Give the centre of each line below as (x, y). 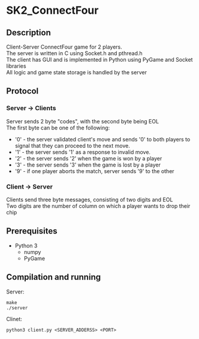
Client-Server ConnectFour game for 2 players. (64, 47)
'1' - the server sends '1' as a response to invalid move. (83, 152)
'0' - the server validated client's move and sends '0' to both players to (102, 139)
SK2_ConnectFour (52, 10)
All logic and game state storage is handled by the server (76, 72)
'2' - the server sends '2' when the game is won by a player (88, 158)
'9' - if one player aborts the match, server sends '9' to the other (95, 171)
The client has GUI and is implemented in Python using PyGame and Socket (99, 60)
